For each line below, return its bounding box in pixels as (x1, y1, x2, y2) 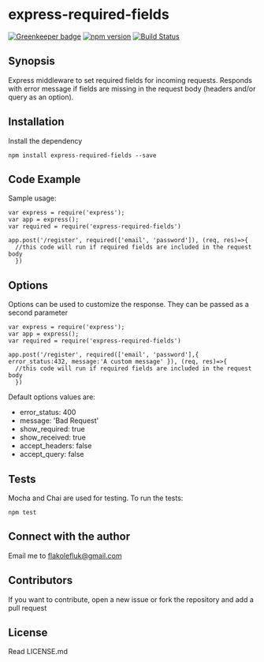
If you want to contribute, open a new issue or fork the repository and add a (8, 594, 255, 604)
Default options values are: (8, 392, 96, 402)
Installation (8, 115, 65, 129)
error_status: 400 (19, 408, 76, 417)
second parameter (8, 308, 69, 317)
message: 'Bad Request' (19, 416, 99, 425)
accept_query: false (19, 450, 84, 459)
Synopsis (8, 54, 55, 68)
